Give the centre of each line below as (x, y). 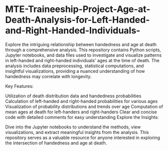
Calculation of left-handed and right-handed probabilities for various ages (81, 101)
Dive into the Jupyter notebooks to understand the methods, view (73, 127)
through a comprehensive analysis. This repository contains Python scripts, (83, 50)
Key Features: (19, 86)
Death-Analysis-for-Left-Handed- (78, 20)
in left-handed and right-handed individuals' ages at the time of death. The (82, 60)
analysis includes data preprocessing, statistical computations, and (74, 66)
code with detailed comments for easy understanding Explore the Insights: (82, 117)
